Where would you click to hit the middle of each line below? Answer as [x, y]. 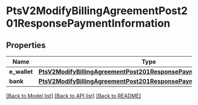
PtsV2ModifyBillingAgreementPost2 [97, 11]
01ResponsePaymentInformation [88, 23]
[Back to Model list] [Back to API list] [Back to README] [74, 96]
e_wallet [21, 72]
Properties [26, 45]
